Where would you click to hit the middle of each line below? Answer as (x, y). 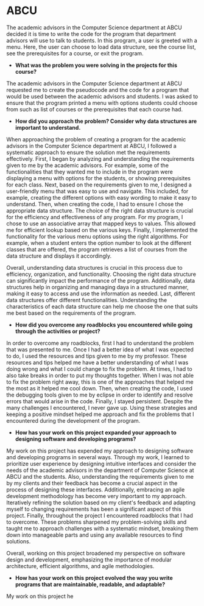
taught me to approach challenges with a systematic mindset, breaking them (102, 528)
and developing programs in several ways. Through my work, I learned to (98, 457)
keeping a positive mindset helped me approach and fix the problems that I (100, 414)
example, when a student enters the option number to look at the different (99, 243)
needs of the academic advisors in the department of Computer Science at (100, 470)
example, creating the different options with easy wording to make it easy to (101, 197)
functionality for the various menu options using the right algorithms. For (97, 236)
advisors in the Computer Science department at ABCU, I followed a (91, 146)
